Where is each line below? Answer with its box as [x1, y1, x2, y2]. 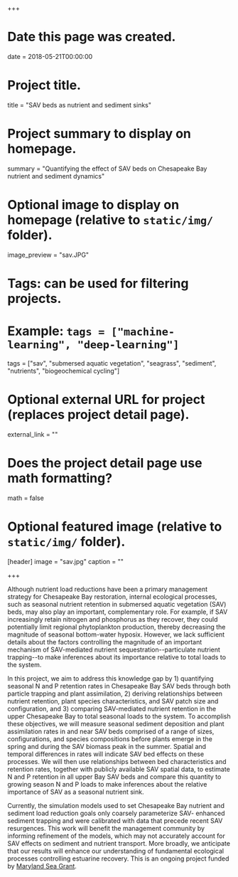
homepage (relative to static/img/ [7, 212, 214, 228]
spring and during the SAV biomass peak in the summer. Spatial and [7, 742, 207, 750]
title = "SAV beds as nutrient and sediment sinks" [7, 100, 151, 109]
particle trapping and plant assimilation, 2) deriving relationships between [7, 689, 222, 698]
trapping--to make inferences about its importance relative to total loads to [7, 652, 226, 661]
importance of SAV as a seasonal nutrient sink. [7, 787, 144, 796]
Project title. [7, 78, 82, 93]
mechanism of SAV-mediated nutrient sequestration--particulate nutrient [7, 645, 220, 654]
